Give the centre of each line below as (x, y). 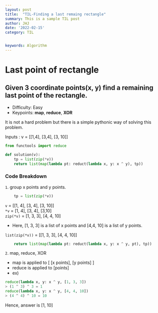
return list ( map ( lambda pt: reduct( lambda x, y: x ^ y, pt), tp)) (83, 244)
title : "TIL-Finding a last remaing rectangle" (56, 14)
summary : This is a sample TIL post (42, 19)
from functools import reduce (36, 146)
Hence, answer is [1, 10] (29, 305)
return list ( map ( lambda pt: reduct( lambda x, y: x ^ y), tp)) (79, 164)
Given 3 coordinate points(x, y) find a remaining (79, 88)
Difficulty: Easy (27, 107)
